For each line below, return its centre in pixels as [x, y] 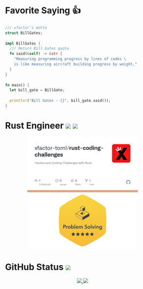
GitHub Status [34, 267]
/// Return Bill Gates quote [39, 48]
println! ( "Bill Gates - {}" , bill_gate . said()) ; [60, 101]
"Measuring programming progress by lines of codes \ [70, 59]
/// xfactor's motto [26, 28]
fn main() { [17, 85]
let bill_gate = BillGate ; [37, 90]
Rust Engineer [34, 126]
